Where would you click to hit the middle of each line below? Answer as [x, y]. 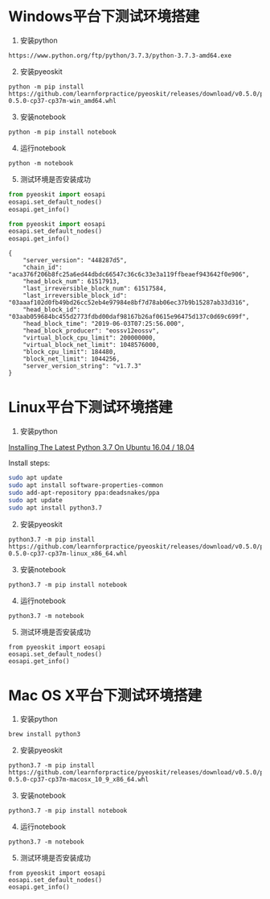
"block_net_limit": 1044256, [72, 359]
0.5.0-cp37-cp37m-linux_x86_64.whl [68, 553]
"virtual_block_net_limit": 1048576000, [91, 345]
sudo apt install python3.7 [55, 508]
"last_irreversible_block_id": [75, 296]
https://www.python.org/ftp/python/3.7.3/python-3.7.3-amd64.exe [120, 56]
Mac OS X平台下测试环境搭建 [105, 695]
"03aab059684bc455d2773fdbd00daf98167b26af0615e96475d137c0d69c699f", [129, 317]
